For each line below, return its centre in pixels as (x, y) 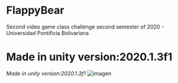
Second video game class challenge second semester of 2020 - (85, 27)
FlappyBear (35, 10)
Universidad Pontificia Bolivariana (47, 33)
